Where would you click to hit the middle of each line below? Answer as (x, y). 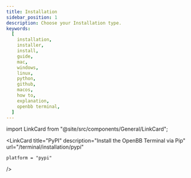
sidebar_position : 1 (32, 17)
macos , (25, 90)
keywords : (19, 28)
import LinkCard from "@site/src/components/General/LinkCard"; (87, 129)
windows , (28, 67)
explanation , (33, 101)
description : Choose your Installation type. (64, 23)
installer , (31, 46)
